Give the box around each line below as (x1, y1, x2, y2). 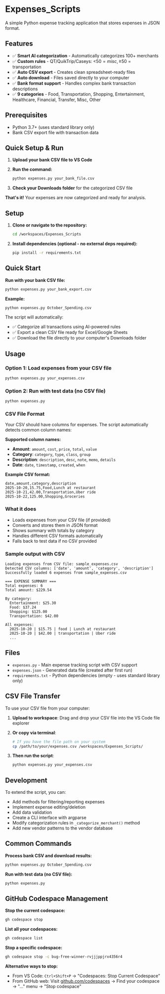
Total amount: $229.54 (5, 588, 52, 593)
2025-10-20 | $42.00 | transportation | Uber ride (9, 631, 116, 636)
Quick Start (5, 264, 41, 273)
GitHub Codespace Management (5, 894, 108, 903)
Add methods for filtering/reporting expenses (12, 799, 105, 805)
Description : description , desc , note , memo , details (12, 457, 116, 463)
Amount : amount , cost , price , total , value (12, 446, 97, 452)
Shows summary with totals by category (12, 527, 95, 533)
